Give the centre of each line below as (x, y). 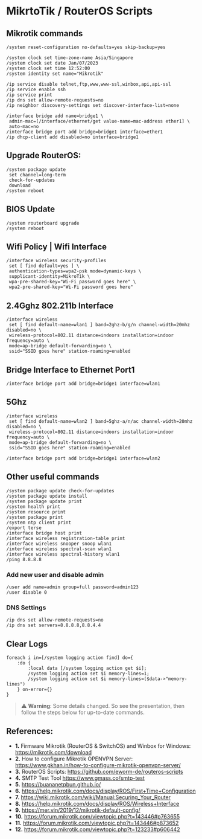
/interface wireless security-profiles (56, 261)
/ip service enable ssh (36, 89)
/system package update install (47, 496)
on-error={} (37, 690)
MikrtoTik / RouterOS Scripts (80, 11)
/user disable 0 (27, 592)
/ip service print (29, 95)
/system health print (33, 506)
